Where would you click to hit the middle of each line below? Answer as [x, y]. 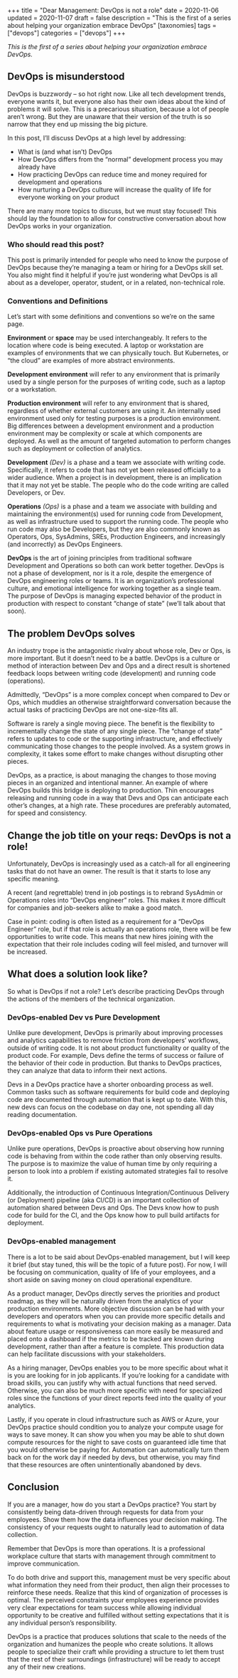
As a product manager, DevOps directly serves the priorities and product [114, 1293]
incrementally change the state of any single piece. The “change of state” [115, 731]
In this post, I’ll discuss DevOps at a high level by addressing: [97, 137]
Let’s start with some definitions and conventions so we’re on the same [111, 317]
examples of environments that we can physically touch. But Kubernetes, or [118, 353]
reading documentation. [43, 1115]
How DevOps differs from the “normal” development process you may [120, 159]
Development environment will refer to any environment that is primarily [114, 374]
